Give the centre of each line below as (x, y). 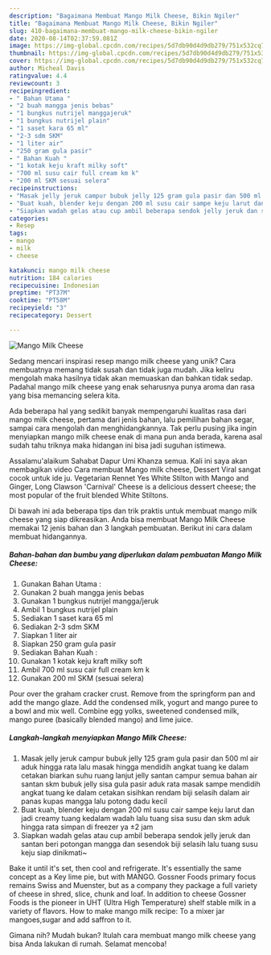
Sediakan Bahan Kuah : (59, 652)
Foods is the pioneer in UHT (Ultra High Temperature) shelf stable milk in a (133, 902)
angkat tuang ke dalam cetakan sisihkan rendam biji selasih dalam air (135, 792)
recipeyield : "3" (38, 308)
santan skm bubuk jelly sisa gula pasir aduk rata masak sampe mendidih (140, 784)
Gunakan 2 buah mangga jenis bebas (82, 592)
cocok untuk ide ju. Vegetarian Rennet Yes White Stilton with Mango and (129, 477)
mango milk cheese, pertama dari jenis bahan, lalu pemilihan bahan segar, (132, 419)
